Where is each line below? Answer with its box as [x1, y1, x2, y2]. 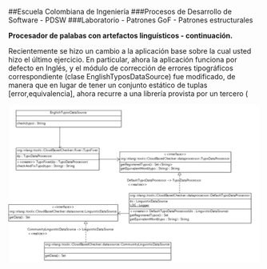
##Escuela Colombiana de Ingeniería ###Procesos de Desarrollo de [8, 7, 232, 16]
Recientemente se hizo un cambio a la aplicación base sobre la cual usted [8, 46, 252, 55]
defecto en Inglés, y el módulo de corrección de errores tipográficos [8, 63, 233, 73]
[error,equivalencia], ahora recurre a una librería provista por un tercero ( [8, 89, 249, 98]
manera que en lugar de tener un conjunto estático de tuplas [8, 80, 208, 90]
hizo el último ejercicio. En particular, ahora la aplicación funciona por [8, 55, 237, 64]
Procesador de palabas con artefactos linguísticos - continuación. [8, 31, 233, 40]
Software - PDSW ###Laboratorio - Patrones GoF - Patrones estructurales [8, 15, 253, 25]
